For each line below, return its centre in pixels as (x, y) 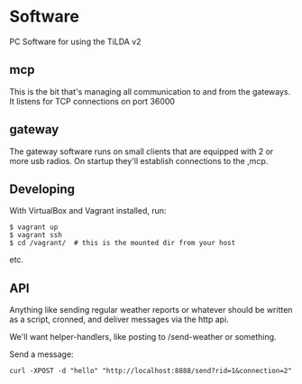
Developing (42, 189)
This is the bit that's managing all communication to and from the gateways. (150, 91)
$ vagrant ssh (36, 235)
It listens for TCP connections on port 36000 (92, 101)
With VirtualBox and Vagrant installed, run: (88, 211)
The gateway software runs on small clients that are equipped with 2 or (142, 151)
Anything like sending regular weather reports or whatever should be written (151, 310)
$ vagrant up (34, 227)
